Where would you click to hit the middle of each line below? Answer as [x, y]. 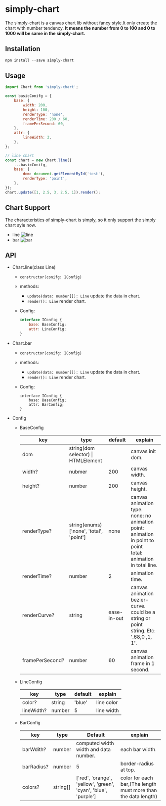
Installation [23, 49]
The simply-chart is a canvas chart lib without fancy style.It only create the [81, 23]
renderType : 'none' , [44, 114]
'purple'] [86, 796]
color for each [137, 778]
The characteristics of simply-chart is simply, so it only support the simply [80, 220]
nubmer [78, 472]
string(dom [82, 448]
